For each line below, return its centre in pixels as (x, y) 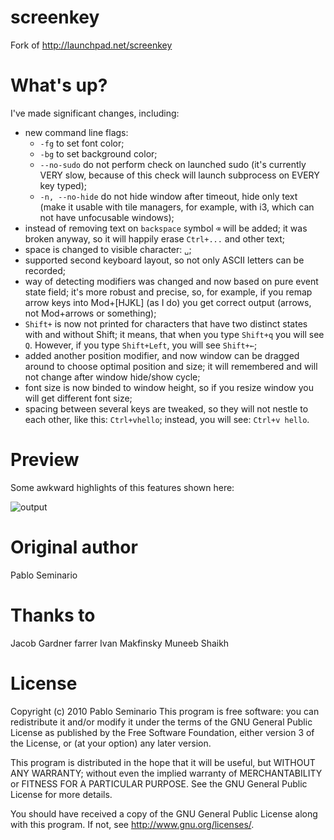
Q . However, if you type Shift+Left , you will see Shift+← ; (141, 345)
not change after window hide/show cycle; (112, 377)
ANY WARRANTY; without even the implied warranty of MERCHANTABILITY (166, 773)
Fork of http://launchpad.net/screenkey (91, 45)
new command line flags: (76, 132)
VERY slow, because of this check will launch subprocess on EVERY (179, 175)
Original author (74, 547)
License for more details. (61, 794)
